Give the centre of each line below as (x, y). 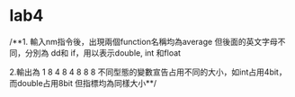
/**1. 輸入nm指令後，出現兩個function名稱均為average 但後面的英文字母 (143, 41)
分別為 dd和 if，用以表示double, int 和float (103, 53)
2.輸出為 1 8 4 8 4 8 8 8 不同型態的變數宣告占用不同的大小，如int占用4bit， (148, 72)
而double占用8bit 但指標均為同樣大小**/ (83, 83)
